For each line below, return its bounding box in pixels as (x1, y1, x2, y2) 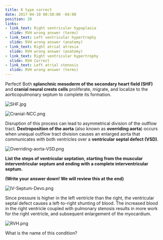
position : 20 (5, 16, 32, 21)
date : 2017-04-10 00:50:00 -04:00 (5, 12, 77, 17)
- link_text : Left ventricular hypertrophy (5, 35, 97, 40)
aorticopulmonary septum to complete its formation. (5, 91, 111, 97)
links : (5, 21, 19, 26)
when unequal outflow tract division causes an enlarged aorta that (5, 131, 140, 137)
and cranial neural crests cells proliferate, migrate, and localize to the (5, 86, 148, 92)
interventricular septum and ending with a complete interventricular (5, 161, 149, 166)
